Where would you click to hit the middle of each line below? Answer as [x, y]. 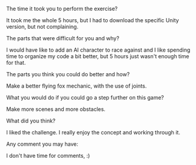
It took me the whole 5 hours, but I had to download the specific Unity [93, 20]
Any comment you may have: [42, 144]
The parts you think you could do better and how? [68, 74]
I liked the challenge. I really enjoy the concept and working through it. [93, 132]
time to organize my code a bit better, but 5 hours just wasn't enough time [98, 56]
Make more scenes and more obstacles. [56, 109]
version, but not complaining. [42, 27]
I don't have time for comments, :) [48, 156]
